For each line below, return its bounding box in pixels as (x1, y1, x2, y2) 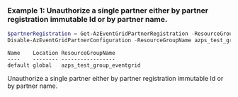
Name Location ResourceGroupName (7, 50, 115, 57)
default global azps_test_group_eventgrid (7, 62, 141, 69)
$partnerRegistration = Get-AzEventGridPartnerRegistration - (7, 30, 195, 37)
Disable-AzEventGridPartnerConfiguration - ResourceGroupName (7, 37, 192, 44)
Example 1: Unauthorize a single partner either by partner (7, 6, 209, 15)
